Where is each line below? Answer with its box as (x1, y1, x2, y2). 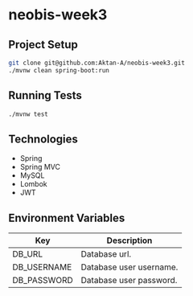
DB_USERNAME (12, 261, 72, 273)
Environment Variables (8, 211, 125, 224)
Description (106, 235, 153, 246)
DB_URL (12, 249, 43, 260)
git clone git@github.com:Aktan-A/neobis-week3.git (8, 59, 185, 67)
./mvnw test (8, 110, 48, 118)
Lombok (19, 179, 48, 189)
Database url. (80, 249, 132, 260)
